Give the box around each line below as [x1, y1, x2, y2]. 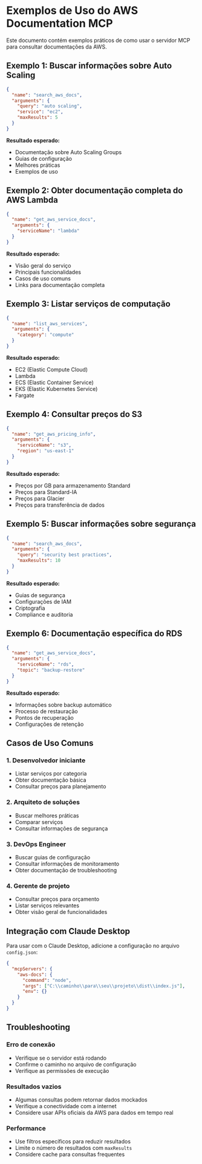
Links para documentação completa [15, 281, 105, 288]
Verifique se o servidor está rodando [15, 1054, 107, 1061]
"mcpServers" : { [11, 966, 53, 972]
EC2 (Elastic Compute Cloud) [15, 365, 88, 373]
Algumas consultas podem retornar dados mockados [15, 1096, 148, 1103]
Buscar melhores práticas [15, 811, 79, 819]
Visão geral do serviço [15, 262, 71, 269]
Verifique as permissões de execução [15, 1067, 109, 1074]
